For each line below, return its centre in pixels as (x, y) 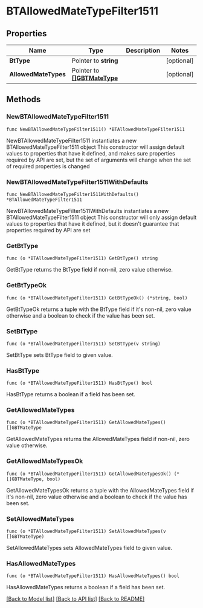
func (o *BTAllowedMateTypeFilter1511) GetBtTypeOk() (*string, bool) (97, 298)
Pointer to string (95, 60)
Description (143, 51)
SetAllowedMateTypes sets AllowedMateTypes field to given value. (89, 548)
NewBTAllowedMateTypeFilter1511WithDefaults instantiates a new (88, 211)
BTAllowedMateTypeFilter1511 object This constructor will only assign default (101, 217)
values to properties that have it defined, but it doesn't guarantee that (93, 224)
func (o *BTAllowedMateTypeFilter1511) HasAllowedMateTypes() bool (93, 576)
